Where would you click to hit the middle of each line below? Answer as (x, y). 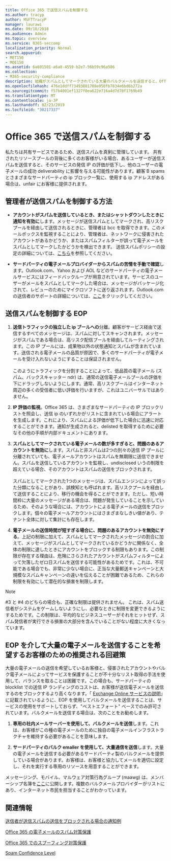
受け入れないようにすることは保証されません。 (75, 359)
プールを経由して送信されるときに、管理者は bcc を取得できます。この (87, 228)
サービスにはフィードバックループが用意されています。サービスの (86, 277)
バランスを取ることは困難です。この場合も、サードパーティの (87, 681)
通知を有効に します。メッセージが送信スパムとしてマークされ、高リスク (88, 221)
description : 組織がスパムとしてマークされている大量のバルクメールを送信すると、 (82, 81)
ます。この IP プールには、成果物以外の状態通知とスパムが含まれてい (85, 346)
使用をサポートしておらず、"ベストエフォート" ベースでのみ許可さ (92, 707)
